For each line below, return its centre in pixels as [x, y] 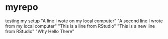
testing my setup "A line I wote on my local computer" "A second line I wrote [84, 21]
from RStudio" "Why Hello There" [40, 31]
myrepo [22, 7]
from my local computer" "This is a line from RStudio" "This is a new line [80, 26]
